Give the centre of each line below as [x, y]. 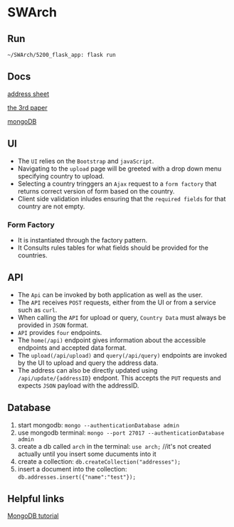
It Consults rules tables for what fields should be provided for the [113, 247]
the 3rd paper [27, 107]
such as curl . [37, 309]
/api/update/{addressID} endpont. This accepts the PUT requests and [119, 378]
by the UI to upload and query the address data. [88, 363]
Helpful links [36, 499]
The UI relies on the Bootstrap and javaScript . [86, 161]
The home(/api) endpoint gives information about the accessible [112, 340]
